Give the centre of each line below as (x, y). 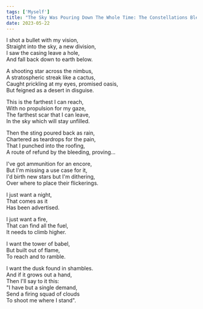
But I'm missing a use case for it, (47, 170)
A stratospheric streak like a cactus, (51, 78)
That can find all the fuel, (37, 226)
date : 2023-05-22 (28, 23)
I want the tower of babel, (38, 244)
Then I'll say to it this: (33, 281)
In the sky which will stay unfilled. (48, 121)
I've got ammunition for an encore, (49, 164)
